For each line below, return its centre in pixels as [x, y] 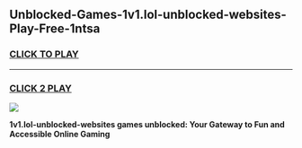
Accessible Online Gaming [60, 134]
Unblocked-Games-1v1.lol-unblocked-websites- [148, 15]
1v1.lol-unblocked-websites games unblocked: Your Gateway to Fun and [147, 124]
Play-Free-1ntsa [55, 29]
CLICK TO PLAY [44, 55]
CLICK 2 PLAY [40, 88]
